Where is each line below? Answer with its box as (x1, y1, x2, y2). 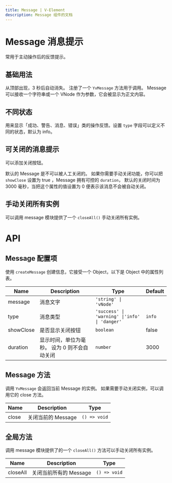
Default (145, 287, 164, 295)
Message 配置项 (5, 254, 57, 263)
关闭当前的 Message (27, 413, 77, 421)
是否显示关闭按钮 (39, 326, 81, 333)
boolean (95, 327, 114, 333)
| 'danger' (95, 319, 122, 324)
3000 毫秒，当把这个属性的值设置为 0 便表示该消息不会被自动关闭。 (5, 183, 149, 190)
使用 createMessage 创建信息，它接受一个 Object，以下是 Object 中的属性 (5, 268, 159, 275)
